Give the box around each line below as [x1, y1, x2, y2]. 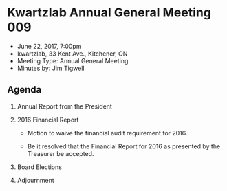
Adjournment [17, 176, 55, 184]
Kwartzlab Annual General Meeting [7, 5, 212, 21]
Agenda [7, 84, 42, 95]
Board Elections [17, 163, 62, 171]
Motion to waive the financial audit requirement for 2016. [27, 128, 188, 137]
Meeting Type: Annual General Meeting [17, 56, 129, 65]
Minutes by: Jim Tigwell [17, 64, 85, 72]
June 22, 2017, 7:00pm [17, 42, 82, 50]
